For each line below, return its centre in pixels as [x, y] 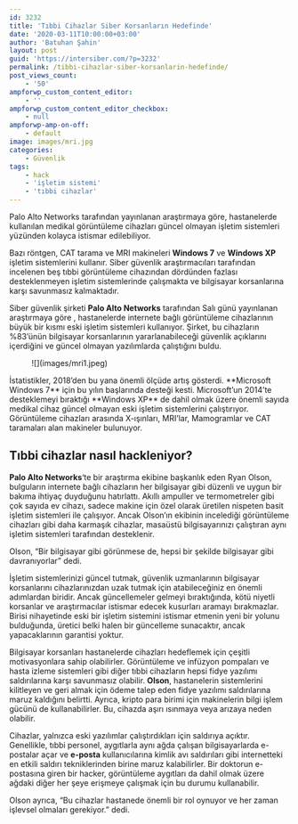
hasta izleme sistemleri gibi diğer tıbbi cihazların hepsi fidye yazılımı [133, 671]
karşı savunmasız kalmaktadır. [64, 291]
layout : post [33, 51]
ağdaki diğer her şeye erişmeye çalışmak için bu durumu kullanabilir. [134, 783]
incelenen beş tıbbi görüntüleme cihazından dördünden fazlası [124, 272]
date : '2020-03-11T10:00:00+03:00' [75, 34]
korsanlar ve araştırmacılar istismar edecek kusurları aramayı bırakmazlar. [144, 606]
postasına [27, 773]
